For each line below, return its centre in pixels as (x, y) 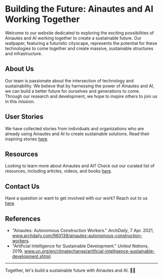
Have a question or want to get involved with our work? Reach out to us (76, 198)
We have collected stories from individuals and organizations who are (74, 128)
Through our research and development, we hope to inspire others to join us (81, 96)
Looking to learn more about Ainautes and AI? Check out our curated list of (80, 166)
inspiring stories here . (27, 139)
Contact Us (22, 186)
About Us (19, 69)
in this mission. (20, 101)
